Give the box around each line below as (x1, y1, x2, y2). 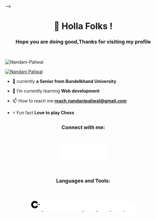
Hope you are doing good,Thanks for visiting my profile (15, 38, 151, 45)
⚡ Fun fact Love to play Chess (12, 110, 74, 116)
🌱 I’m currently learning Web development (12, 88, 100, 94)
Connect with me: (61, 124, 105, 131)
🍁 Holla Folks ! (53, 21, 113, 32)
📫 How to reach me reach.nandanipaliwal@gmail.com (12, 98, 127, 104)
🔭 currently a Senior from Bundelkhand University (12, 78, 116, 84)
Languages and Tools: (56, 177, 110, 184)
